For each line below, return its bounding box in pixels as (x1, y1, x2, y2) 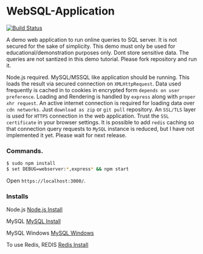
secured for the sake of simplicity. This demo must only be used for (6, 42, 176, 50)
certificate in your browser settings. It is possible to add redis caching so (6, 118, 194, 125)
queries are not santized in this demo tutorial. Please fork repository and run (6, 55, 198, 62)
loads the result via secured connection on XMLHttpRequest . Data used (6, 80, 181, 87)
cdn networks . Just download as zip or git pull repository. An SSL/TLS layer (6, 105, 196, 113)
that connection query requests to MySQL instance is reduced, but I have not (6, 125, 194, 132)
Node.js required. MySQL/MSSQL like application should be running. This (6, 73, 190, 81)
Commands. (6, 147, 44, 155)
